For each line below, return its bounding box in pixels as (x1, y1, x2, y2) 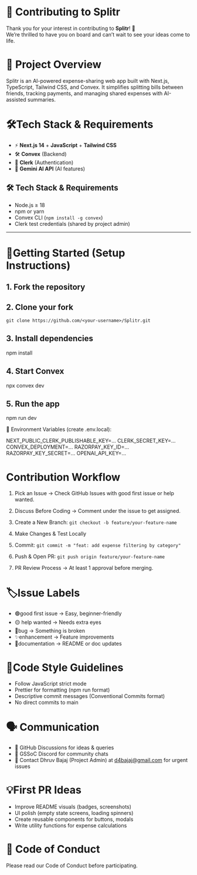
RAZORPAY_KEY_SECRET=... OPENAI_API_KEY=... (6, 450, 127, 457)
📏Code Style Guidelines (6, 661, 124, 674)
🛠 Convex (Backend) (14, 150, 67, 158)
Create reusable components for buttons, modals (14, 816, 134, 823)
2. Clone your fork (6, 302, 73, 312)
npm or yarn (14, 208, 45, 215)
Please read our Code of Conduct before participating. (6, 862, 138, 869)
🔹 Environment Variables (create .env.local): (6, 426, 112, 433)
